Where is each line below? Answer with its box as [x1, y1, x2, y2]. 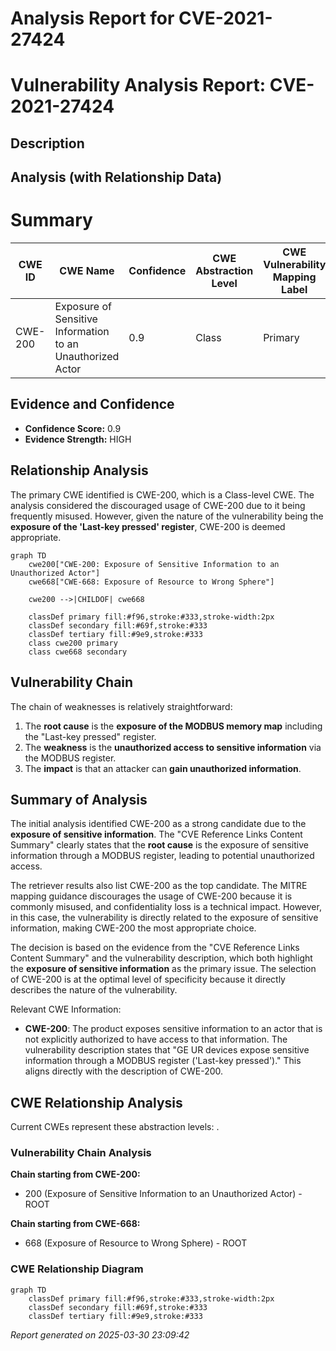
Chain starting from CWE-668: [10, 1218, 141, 1230]
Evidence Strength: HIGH [24, 433, 132, 445]
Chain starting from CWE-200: [10, 1168, 141, 1181]
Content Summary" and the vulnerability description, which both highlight [10, 952, 313, 964]
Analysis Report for [10, 7, 175, 30]
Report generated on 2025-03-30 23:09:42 [10, 1328, 190, 1341]
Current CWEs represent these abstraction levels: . [10, 1121, 220, 1133]
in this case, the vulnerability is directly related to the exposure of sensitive [10, 912, 319, 924]
